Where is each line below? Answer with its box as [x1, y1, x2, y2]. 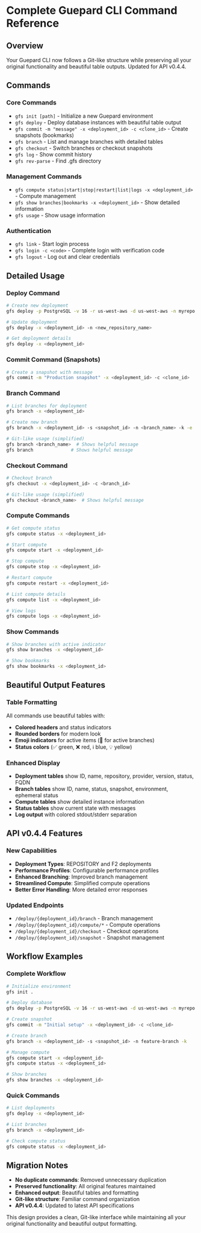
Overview [6, 40, 44, 51]
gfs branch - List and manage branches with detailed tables [14, 138, 164, 145]
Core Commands [6, 98, 57, 107]
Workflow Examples [6, 952, 83, 962]
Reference [6, 16, 59, 30]
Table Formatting [6, 698, 57, 706]
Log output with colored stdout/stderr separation [14, 811, 137, 818]
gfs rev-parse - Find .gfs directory [14, 157, 101, 164]
